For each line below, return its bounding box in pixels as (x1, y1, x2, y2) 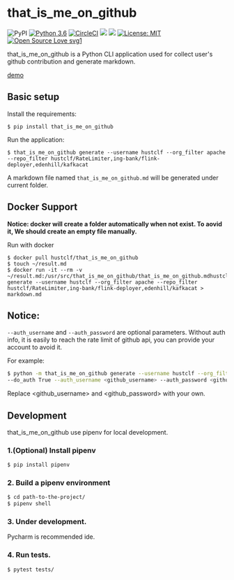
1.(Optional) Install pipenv (7, 445, 96, 455)
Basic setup (7, 91, 60, 103)
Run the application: (7, 135, 65, 144)
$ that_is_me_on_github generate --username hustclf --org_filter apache (7, 149, 226, 156)
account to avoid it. (7, 343, 63, 351)
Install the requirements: (7, 110, 77, 118)
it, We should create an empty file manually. (7, 227, 137, 235)
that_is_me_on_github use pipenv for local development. (7, 428, 169, 436)
